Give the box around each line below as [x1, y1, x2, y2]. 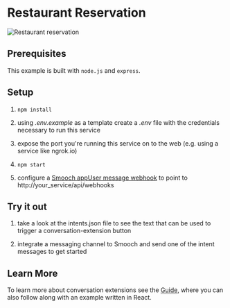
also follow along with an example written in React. [7, 293, 152, 302]
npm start [17, 161, 46, 168]
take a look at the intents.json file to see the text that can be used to [17, 219, 211, 228]
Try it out [7, 200, 47, 212]
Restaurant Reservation [7, 5, 147, 21]
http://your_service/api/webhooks [17, 180, 114, 189]
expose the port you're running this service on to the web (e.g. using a [17, 139, 219, 147]
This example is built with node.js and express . [7, 66, 141, 74]
